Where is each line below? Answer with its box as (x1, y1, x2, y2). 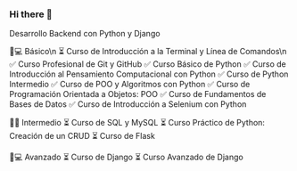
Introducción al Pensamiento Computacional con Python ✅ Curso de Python (9, 69, 289, 79)
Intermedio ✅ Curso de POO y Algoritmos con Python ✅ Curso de (9, 79, 251, 90)
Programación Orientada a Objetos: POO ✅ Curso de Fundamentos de (9, 89, 267, 100)
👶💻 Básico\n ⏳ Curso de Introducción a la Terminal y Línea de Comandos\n (9, 46, 287, 57)
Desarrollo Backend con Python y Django (9, 28, 161, 39)
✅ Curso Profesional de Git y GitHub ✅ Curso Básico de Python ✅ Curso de (9, 59, 287, 69)
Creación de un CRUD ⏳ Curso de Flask (9, 131, 156, 142)
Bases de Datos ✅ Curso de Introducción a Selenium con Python (9, 99, 247, 110)
